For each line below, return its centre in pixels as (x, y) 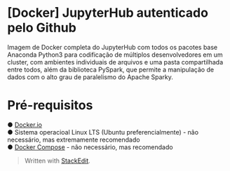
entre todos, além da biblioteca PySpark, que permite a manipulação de (111, 69)
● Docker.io (25, 125)
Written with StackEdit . (57, 160)
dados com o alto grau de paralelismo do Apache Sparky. (90, 77)
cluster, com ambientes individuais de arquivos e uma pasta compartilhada (115, 62)
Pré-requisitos (50, 105)
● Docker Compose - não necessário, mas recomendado (90, 147)
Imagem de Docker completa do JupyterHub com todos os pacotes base (113, 47)
